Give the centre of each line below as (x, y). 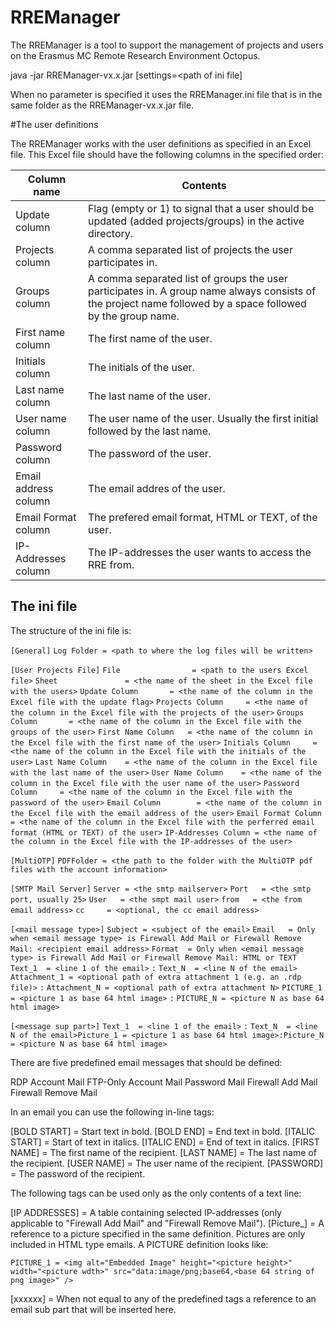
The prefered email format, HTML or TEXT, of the (202, 517)
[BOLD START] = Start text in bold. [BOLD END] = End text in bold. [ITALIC (163, 1131)
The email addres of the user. (156, 488)
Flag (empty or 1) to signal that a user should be (201, 208)
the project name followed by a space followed (197, 303)
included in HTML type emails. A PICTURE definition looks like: (139, 1244)
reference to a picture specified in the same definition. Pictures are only (158, 1233)
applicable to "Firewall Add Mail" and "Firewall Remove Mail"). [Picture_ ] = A (167, 1223)
